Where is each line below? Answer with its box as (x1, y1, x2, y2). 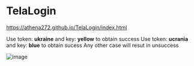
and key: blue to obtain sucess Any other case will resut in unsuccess (6, 42, 179, 49)
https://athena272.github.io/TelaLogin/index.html (6, 24, 127, 31)
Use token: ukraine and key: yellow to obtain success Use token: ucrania (6, 35, 189, 42)
